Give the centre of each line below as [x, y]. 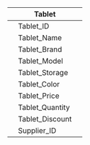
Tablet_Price [39, 96]
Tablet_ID [34, 26]
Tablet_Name [40, 37]
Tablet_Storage [43, 72]
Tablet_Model [41, 61]
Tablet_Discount [45, 119]
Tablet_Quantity [44, 107]
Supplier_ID [37, 130]
